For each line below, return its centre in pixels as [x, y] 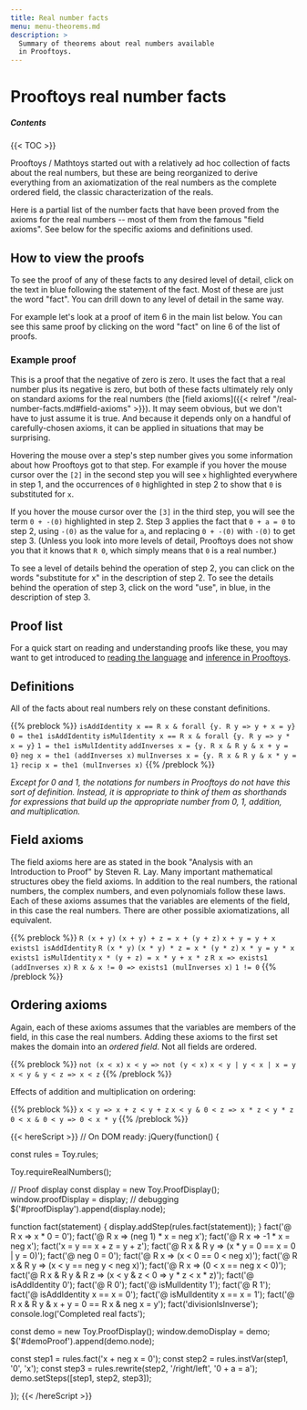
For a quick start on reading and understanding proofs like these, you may [149, 648]
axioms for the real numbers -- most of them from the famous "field [138, 220]
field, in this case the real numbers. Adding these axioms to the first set [144, 1036]
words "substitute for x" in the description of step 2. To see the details [142, 578]
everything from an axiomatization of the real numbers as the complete [143, 182]
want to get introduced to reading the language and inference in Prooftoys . [150, 658]
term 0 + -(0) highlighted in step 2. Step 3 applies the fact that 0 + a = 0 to [153, 521]
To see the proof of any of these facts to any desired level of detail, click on [152, 280]
